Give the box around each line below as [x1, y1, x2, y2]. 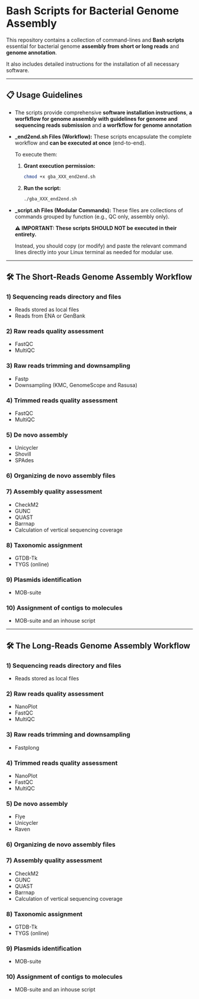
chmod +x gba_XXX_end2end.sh [23, 174, 96, 180]
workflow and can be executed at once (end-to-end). [14, 139, 146, 146]
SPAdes [14, 457, 34, 464]
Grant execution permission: [23, 162, 96, 169]
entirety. [14, 230, 37, 238]
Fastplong [14, 744, 40, 751]
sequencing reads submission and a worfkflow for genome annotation [14, 121, 192, 129]
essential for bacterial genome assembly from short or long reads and [6, 43, 179, 50]
